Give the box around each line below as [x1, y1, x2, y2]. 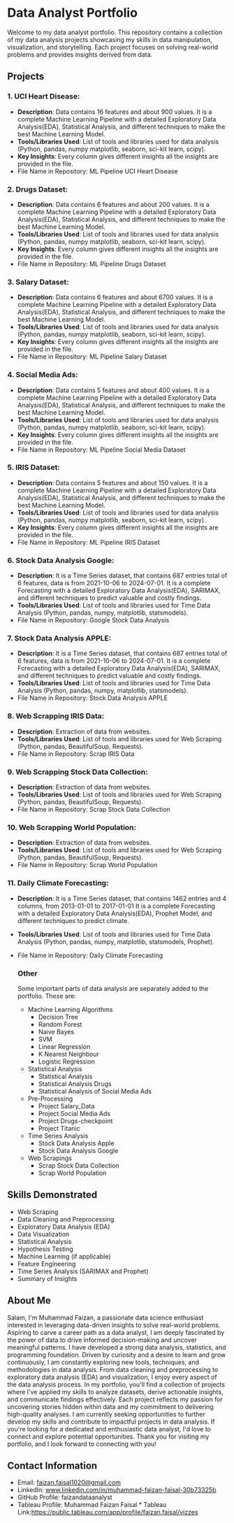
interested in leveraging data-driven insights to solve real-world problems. [7, 1320, 221, 1329]
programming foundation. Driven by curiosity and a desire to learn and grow [7, 1350, 226, 1359]
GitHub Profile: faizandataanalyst [17, 1493, 113, 1501]
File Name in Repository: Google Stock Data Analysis [17, 616, 170, 624]
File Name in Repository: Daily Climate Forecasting [17, 951, 163, 959]
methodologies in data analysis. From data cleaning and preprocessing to [7, 1365, 219, 1373]
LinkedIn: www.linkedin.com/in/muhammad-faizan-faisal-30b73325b [17, 1486, 217, 1494]
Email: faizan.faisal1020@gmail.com [17, 1478, 121, 1487]
